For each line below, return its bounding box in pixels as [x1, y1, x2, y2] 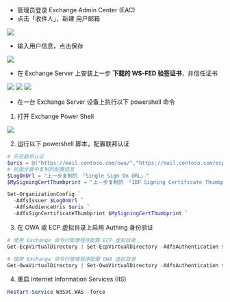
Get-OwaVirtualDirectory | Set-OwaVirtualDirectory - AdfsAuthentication [7, 262, 219, 269]
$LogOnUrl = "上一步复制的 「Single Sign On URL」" [7, 172, 149, 179]
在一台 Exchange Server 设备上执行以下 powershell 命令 [16, 98, 176, 106]
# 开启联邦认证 [7, 153, 44, 160]
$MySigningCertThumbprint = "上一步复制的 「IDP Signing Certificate [7, 178, 203, 186]
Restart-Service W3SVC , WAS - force [7, 289, 106, 296]
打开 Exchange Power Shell [16, 112, 94, 120]
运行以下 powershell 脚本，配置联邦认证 [16, 139, 130, 148]
